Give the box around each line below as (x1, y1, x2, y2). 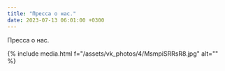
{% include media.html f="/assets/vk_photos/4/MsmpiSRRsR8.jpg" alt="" (7, 49, 219, 58)
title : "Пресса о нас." (7, 10, 77, 17)
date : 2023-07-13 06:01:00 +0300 (7, 17, 105, 24)
